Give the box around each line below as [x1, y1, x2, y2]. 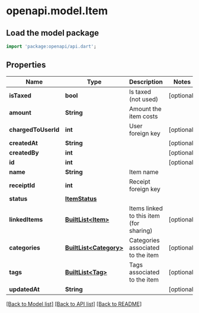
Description [129, 77, 163, 86]
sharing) [129, 226, 153, 235]
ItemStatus [65, 194, 97, 203]
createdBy [9, 148, 40, 157]
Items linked [129, 204, 163, 212]
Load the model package [6, 28, 99, 38]
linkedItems [9, 215, 43, 223]
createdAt [9, 138, 38, 147]
